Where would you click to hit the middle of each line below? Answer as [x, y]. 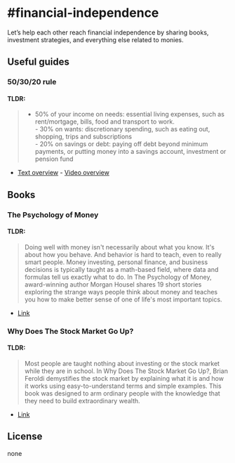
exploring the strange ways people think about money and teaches [121, 292]
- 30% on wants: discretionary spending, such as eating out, [122, 129]
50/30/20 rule [32, 82]
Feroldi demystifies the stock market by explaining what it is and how [124, 379]
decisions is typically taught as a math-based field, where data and [121, 269]
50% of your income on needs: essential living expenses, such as [129, 115]
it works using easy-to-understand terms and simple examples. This [123, 386]
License [25, 437]
